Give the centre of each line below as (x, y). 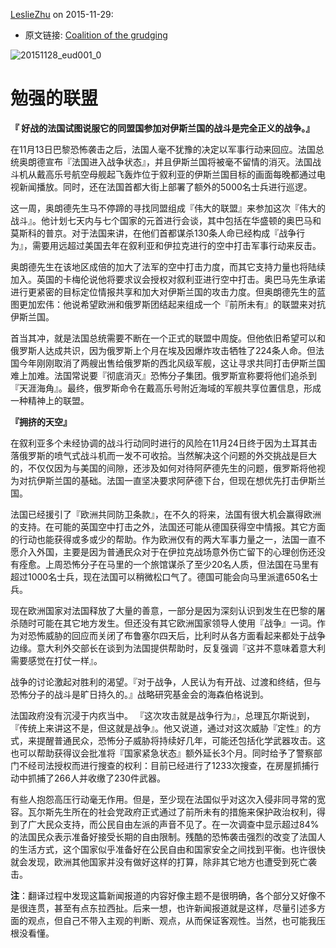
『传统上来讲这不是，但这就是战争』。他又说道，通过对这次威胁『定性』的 (161, 728)
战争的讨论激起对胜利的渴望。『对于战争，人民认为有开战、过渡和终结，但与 (166, 681)
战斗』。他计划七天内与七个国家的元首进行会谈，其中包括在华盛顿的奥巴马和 (166, 220)
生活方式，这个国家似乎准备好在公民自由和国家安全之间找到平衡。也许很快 (172, 849)
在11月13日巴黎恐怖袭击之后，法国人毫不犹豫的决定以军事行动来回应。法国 (163, 149)
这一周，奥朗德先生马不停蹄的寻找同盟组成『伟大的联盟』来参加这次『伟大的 (168, 208)
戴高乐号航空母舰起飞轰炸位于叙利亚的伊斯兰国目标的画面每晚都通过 (176, 174)
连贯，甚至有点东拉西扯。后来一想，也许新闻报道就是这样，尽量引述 (167, 908)
